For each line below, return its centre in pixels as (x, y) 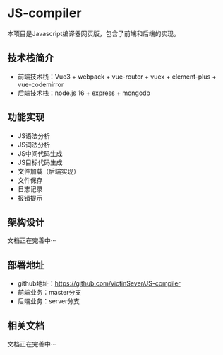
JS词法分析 (34, 145)
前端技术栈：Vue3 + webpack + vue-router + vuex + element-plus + (117, 77)
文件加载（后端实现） (48, 171)
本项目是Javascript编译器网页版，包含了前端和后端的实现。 (94, 33)
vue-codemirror (41, 84)
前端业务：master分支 (49, 293)
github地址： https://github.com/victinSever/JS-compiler (99, 283)
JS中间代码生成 (40, 153)
